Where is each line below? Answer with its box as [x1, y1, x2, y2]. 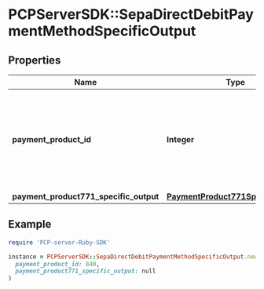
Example [8, 218, 52, 231]
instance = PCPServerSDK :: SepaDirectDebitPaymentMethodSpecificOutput [8, 253, 244, 261]
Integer [166, 134, 195, 144]
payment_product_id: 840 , [15, 260, 101, 268]
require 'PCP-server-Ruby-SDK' [8, 238, 111, 247]
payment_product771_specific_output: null [15, 267, 156, 276]
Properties [8, 53, 61, 67]
